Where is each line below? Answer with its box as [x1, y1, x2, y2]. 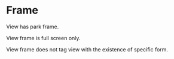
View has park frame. [6, 23, 59, 30]
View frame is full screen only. [6, 34, 81, 41]
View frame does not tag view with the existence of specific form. [6, 45, 169, 53]
